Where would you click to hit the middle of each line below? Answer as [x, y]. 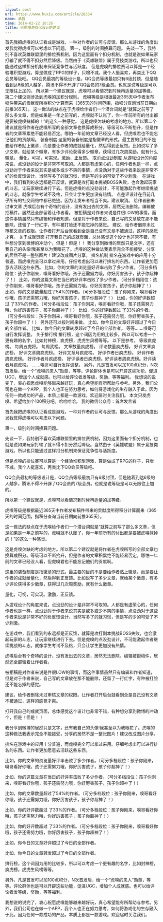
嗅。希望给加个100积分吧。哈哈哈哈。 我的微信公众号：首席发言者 [71, 401]
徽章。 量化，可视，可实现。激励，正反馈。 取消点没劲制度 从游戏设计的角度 [81, 158]
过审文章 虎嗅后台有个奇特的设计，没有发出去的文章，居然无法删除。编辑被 [80, 207]
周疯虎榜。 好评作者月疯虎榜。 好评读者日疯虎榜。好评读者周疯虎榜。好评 [78, 359]
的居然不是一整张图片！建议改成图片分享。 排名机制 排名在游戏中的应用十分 [81, 255]
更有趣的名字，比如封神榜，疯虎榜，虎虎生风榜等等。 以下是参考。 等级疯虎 [81, 340]
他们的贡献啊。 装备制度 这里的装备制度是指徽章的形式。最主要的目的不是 [82, 140]
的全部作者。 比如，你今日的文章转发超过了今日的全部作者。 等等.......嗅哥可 [81, 328]
